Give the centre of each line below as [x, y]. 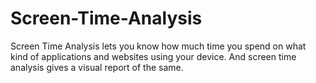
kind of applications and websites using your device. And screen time [153, 56]
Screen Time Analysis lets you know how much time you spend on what [158, 46]
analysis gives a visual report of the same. [97, 67]
